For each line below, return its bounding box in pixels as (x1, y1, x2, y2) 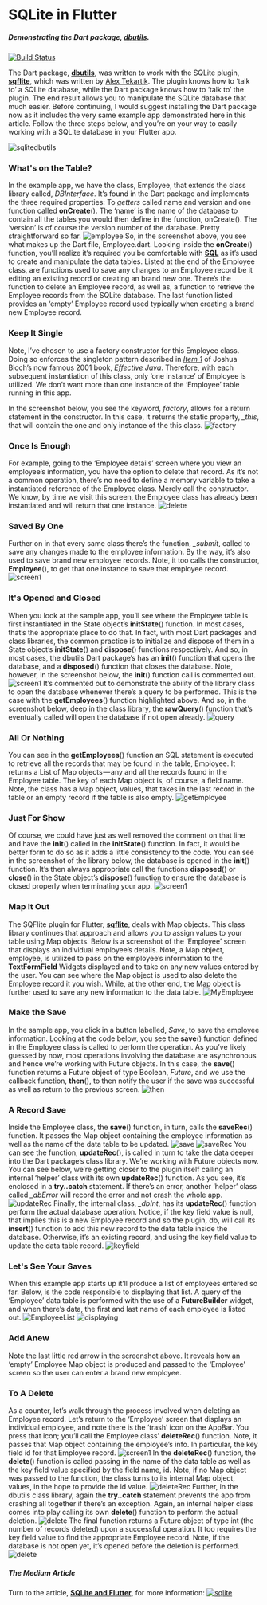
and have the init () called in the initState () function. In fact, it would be (8, 839, 241, 849)
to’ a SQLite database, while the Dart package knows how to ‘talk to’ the (8, 85, 245, 95)
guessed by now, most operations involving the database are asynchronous (8, 1050, 257, 1060)
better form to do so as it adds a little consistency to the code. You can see (8, 847, 255, 857)
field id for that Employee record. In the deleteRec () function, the (8, 1448, 257, 1458)
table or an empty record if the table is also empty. (8, 792, 174, 802)
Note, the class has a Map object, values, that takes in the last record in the (8, 783, 255, 794)
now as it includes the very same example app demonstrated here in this (8, 110, 247, 120)
